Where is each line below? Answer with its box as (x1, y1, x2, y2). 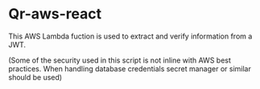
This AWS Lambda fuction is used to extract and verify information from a (8, 31, 253, 41)
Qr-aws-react (8, 5, 102, 23)
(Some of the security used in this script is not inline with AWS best (8, 55, 232, 65)
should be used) (8, 72, 63, 82)
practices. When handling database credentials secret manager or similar (8, 63, 251, 73)
